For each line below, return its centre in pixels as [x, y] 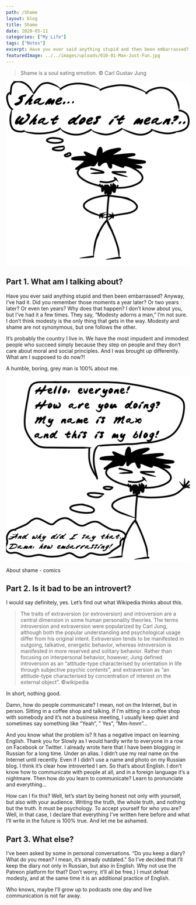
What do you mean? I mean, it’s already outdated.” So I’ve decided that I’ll [94, 859]
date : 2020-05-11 [27, 31]
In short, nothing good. [34, 694]
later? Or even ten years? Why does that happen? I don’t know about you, [94, 308]
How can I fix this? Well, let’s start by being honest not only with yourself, [94, 796]
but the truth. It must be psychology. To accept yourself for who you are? [94, 808]
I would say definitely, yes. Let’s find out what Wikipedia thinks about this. [94, 603]
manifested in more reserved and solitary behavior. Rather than [96, 651]
